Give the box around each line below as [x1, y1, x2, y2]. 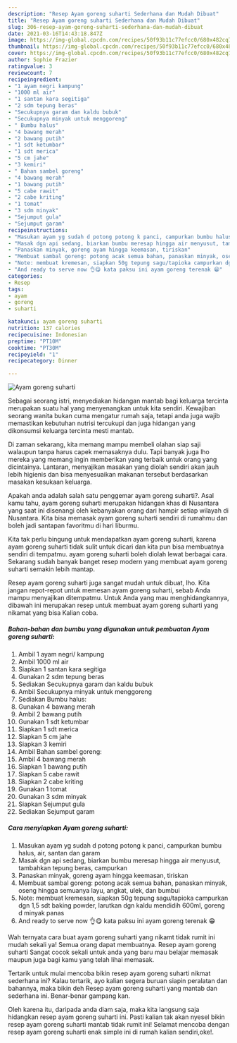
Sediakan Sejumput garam [18, 807, 95, 816]
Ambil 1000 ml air [18, 657, 69, 666]
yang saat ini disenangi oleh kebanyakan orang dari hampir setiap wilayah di [8, 506, 229, 515]
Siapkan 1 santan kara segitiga [18, 665, 106, 673]
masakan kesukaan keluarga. [8, 477, 92, 487]
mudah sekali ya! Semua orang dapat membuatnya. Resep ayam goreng [8, 941, 217, 949]
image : [8, 37, 27, 44]
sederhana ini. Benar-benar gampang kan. [8, 992, 131, 1000]
